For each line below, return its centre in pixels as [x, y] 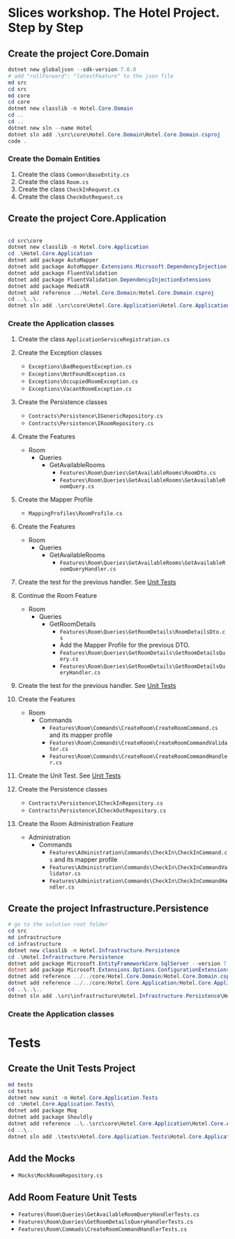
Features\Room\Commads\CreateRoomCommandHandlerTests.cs [103, 1230]
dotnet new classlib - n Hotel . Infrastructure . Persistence [94, 950]
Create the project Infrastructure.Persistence [108, 908]
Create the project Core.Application [87, 219]
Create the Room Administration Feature [76, 824]
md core [19, 96]
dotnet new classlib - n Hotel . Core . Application [78, 247]
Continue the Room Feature [57, 595]
